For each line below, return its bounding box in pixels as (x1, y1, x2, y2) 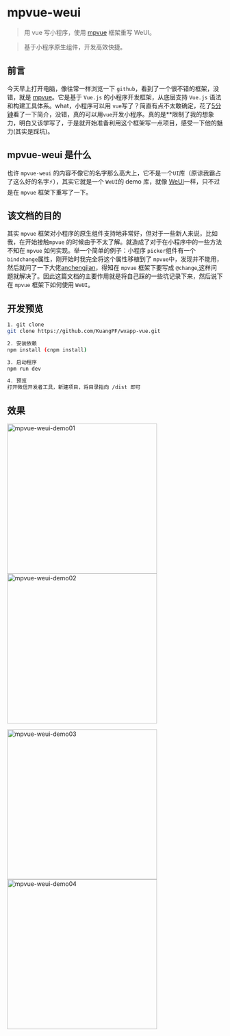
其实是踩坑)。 (15, 127, 54, 135)
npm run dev (7, 365, 41, 372)
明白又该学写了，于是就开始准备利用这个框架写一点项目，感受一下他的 (18, 119, 217, 127)
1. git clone (7, 321, 44, 328)
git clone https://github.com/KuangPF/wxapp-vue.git (7, 328, 161, 335)
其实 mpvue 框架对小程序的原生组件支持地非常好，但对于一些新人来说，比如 (7, 230, 218, 238)
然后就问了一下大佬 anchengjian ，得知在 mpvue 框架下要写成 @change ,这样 (7, 264, 212, 272)
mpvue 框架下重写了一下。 (20, 188, 92, 196)
